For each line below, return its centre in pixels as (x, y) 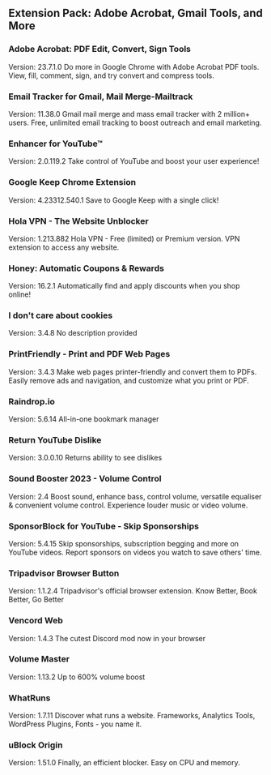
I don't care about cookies (61, 315)
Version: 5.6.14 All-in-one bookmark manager (84, 419)
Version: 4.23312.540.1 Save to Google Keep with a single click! (114, 200)
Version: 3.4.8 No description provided (73, 333)
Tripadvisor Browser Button (64, 573)
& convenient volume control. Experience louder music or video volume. (128, 505)
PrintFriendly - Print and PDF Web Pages (89, 354)
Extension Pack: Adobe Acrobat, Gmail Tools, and (135, 13)
